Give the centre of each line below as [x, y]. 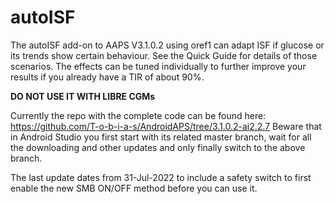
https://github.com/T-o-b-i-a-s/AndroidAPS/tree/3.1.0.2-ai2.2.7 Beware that [166, 126]
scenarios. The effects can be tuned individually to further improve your [158, 66]
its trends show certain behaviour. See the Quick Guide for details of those [164, 55]
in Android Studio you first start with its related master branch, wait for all [161, 137]
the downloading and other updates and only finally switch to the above [158, 147]
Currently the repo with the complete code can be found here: [138, 115]
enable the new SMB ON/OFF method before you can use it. [134, 188]
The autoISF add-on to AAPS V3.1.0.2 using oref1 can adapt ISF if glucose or [167, 45]
